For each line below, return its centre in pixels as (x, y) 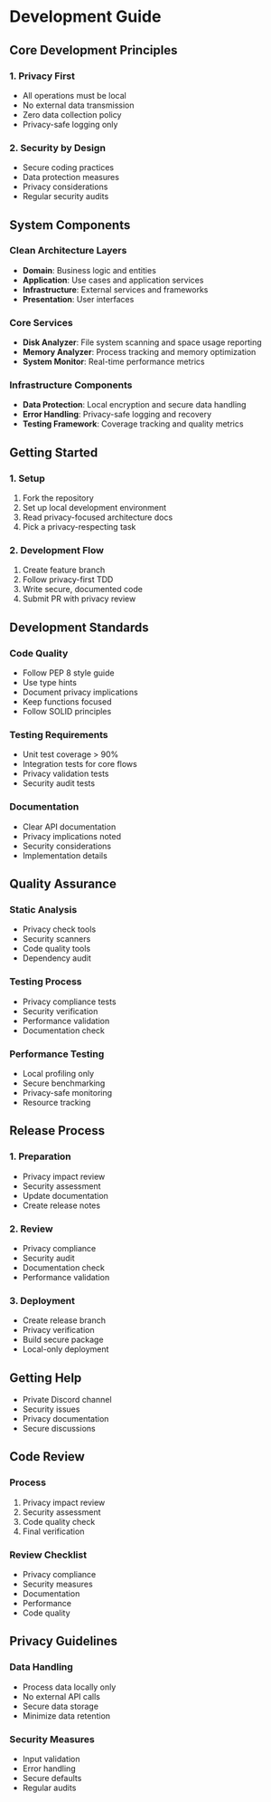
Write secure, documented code (82, 589)
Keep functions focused (67, 702)
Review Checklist (48, 1555)
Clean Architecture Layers (68, 251)
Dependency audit (57, 958)
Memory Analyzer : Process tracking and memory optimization (139, 352)
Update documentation (65, 1195)
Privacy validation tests (66, 774)
